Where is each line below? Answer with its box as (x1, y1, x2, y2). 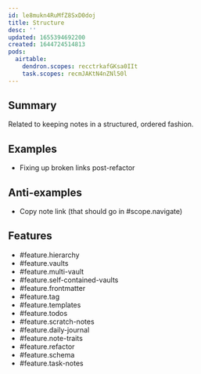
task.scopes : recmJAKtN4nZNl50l (22, 70, 127, 78)
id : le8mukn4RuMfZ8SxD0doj (8, 11, 96, 20)
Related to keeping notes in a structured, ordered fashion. (8, 119, 194, 129)
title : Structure (8, 19, 65, 27)
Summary (8, 99, 57, 112)
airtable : (15, 56, 47, 64)
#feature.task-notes (19, 358, 84, 368)
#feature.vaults (19, 258, 69, 267)
